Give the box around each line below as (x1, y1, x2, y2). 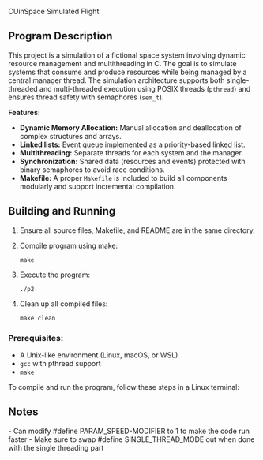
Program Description (8, 29, 113, 43)
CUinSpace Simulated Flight (8, 7, 100, 16)
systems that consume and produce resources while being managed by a (8, 67, 247, 77)
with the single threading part (8, 443, 104, 452)
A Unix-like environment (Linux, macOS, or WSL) (19, 350, 178, 360)
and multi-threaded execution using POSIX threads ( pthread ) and (39, 84, 251, 93)
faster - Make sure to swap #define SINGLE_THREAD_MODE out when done (8, 434, 255, 444)
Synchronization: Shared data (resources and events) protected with (19, 156, 246, 166)
